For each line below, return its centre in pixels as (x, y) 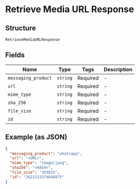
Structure (21, 28)
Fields (15, 55)
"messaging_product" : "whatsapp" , (46, 154)
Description (118, 69)
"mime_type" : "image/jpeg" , (39, 163)
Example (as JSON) (36, 137)
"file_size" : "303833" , (35, 172)
